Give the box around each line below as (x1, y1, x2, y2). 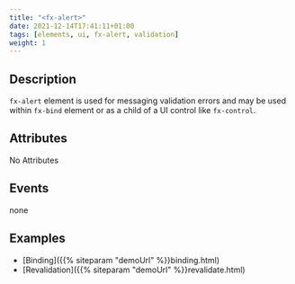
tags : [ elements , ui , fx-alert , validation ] (9, 30, 179, 39)
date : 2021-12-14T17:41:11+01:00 (9, 22, 135, 31)
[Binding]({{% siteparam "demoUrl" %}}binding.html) (22, 254, 220, 265)
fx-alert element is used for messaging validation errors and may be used (9, 95, 286, 106)
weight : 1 (9, 38, 47, 48)
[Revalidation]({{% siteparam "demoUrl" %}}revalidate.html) (22, 264, 246, 275)
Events (9, 181, 49, 196)
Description (9, 71, 76, 86)
